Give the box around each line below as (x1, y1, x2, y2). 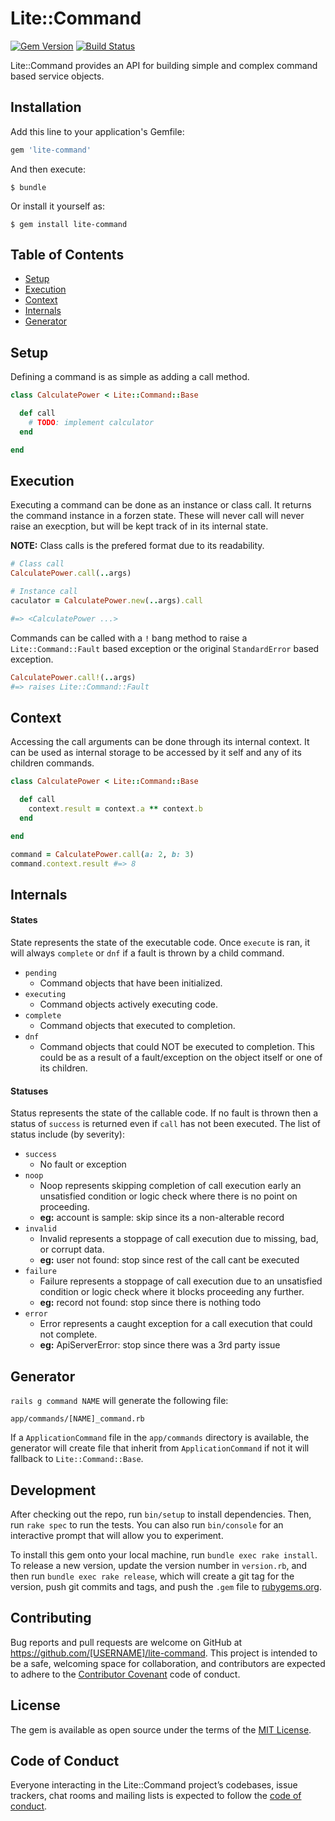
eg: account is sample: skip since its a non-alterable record (39, 1212, 285, 1224)
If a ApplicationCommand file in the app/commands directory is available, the (10, 1432, 310, 1444)
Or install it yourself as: (10, 200, 105, 212)
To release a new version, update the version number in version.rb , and (10, 1559, 308, 1571)
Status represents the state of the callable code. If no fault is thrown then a (10, 1107, 319, 1119)
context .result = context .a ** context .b (28, 804, 203, 814)
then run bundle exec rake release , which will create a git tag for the (10, 1570, 295, 1582)
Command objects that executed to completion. (39, 1020, 236, 1032)
